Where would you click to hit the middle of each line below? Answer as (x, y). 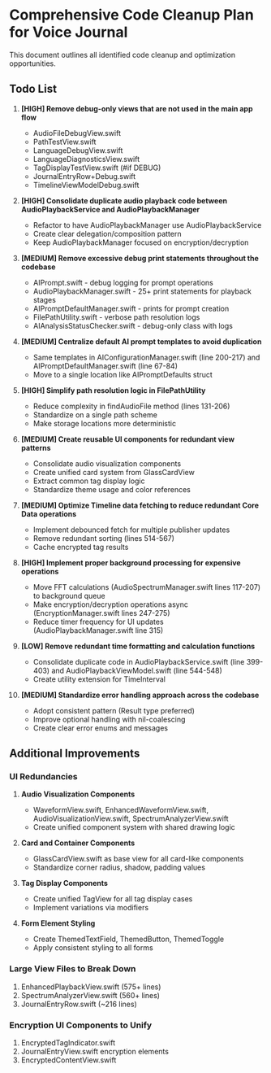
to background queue (69, 595)
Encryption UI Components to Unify (81, 1025)
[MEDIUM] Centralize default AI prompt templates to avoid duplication (141, 341)
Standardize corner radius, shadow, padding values (119, 867)
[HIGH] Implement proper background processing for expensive (131, 562)
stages (44, 299)
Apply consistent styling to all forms (93, 948)
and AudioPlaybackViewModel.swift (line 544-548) (137, 670)
